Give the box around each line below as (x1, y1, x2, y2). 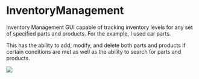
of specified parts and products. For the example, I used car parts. (6, 30, 171, 37)
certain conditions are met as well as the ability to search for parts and (6, 48, 182, 55)
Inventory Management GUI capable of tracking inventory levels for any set (6, 24, 193, 31)
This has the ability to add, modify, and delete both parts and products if (6, 42, 186, 49)
